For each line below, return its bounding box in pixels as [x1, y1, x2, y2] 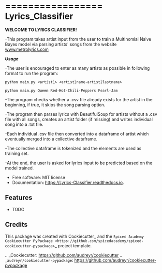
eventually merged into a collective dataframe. [5, 136, 98, 142]
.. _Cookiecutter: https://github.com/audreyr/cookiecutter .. [5, 252, 122, 258]
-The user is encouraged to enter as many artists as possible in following [5, 65, 150, 71]
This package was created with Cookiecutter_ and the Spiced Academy [5, 233, 144, 239]
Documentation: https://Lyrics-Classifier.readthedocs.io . [12, 180, 124, 185]
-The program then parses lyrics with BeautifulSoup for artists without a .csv [5, 111, 158, 117]
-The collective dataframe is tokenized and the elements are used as [5, 145, 142, 151]
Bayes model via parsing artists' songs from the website [5, 41, 117, 47]
